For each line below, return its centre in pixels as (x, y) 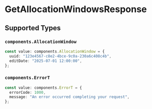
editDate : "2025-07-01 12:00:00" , (46, 61)
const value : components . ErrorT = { (43, 88)
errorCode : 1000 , (28, 92)
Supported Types (33, 28)
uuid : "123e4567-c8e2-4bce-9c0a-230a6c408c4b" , (61, 56)
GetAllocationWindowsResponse (76, 9)
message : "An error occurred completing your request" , (69, 97)
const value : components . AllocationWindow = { (55, 51)
